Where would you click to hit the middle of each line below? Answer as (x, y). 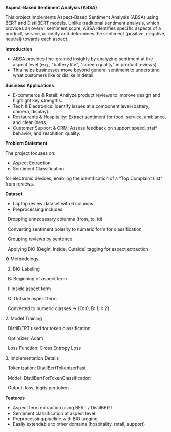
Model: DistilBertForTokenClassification (49, 378)
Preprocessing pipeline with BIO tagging (55, 419)
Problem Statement (26, 143)
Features (15, 398)
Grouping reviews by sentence (40, 239)
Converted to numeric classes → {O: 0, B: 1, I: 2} (58, 308)
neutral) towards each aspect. (37, 39)
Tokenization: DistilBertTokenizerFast (47, 368)
